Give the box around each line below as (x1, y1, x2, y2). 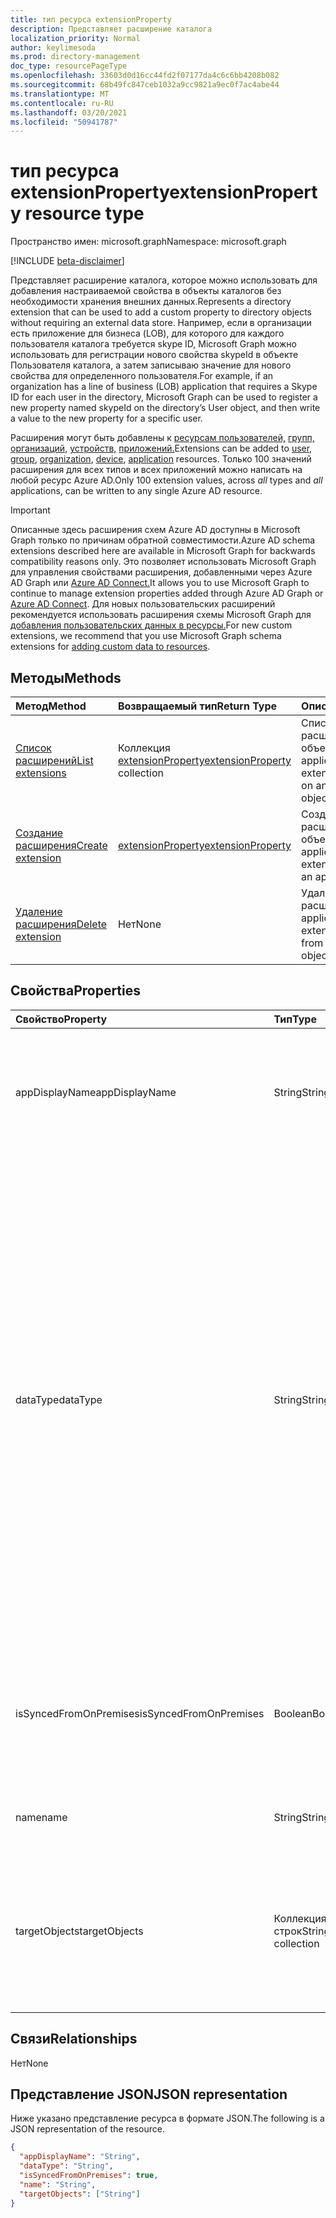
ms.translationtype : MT (10, 89, 110, 99)
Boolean (273, 1706, 313, 1720)
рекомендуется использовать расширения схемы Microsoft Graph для (10, 609, 312, 621)
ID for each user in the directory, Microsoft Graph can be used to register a (10, 391, 318, 403)
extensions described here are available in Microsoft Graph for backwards (10, 545, 316, 557)
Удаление (15, 905, 63, 918)
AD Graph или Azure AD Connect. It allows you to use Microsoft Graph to (10, 577, 310, 589)
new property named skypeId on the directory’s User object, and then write (10, 402, 321, 414)
